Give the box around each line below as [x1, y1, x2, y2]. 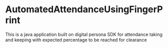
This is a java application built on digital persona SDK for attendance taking [5, 31, 163, 37]
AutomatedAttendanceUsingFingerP [5, 4, 163, 15]
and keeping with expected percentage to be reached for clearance [5, 37, 147, 43]
